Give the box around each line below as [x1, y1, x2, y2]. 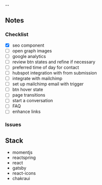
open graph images [12, 48, 52, 53]
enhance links [12, 108, 41, 115]
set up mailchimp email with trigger [12, 81, 84, 87]
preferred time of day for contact [12, 64, 79, 70]
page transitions [12, 92, 45, 98]
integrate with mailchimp [12, 76, 63, 81]
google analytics [12, 53, 46, 59]
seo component [12, 42, 44, 48]
